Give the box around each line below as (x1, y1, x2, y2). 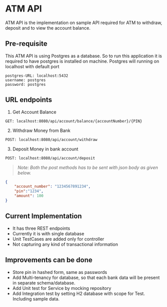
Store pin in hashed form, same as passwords (12, 269, 107, 275)
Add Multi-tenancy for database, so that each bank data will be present (12, 274, 160, 280)
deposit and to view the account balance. (5, 25, 91, 31)
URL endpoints (5, 96, 53, 104)
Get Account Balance (12, 109, 57, 115)
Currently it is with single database (12, 230, 84, 236)
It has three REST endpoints (12, 225, 70, 231)
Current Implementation (5, 212, 82, 221)
